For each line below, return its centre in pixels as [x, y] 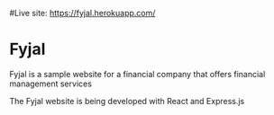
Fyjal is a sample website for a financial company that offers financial [137, 74]
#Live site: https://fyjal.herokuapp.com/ [82, 13]
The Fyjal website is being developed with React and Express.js [127, 101]
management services [51, 84]
